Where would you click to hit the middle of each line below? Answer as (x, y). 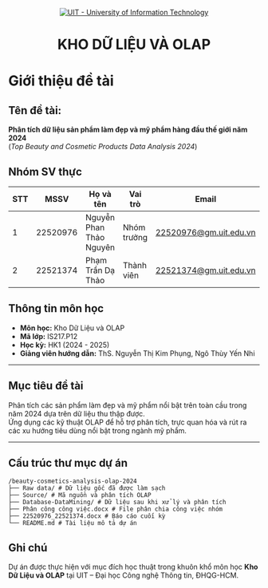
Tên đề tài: (35, 110)
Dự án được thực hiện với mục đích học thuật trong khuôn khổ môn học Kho (133, 567)
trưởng (135, 237)
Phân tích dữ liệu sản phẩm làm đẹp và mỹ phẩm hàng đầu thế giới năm (128, 130)
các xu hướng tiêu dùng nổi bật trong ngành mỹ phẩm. (98, 430)
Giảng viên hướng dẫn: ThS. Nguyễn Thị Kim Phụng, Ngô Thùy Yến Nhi (137, 353)
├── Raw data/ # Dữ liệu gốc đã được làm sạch (87, 488)
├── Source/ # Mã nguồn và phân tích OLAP (80, 495)
